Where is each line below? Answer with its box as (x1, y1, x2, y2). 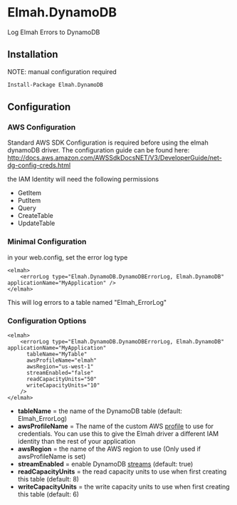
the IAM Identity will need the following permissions (7, 175, 159, 184)
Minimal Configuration (7, 236, 87, 246)
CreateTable (17, 212, 53, 220)
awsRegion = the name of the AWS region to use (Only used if (17, 444, 201, 453)
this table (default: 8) (17, 474, 80, 483)
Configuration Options (7, 316, 87, 326)
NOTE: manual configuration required (7, 67, 117, 76)
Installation (7, 48, 58, 61)
